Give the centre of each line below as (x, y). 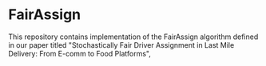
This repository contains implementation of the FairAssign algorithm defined (133, 37)
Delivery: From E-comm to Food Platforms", (80, 53)
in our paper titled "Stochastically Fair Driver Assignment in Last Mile (121, 45)
